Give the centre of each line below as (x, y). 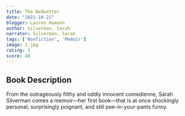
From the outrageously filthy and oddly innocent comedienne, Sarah (90, 94)
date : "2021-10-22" (30, 17)
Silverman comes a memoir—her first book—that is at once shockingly (93, 101)
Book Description (39, 80)
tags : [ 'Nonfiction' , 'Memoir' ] (46, 39)
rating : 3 (18, 51)
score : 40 (18, 56)
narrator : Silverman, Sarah (41, 34)
